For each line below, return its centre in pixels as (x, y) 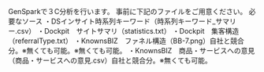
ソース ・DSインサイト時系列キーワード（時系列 (100, 21)
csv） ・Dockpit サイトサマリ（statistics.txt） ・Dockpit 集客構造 (128, 31)
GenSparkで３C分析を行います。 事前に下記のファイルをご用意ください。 (128, 11)
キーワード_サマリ (207, 21)
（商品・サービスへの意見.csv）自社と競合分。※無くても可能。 (110, 60)
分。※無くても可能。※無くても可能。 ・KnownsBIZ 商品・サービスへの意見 (132, 50)
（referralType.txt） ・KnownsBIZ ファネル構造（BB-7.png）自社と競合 (126, 41)
